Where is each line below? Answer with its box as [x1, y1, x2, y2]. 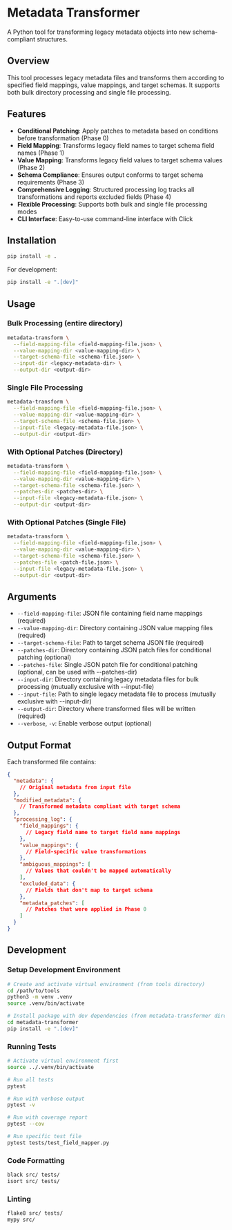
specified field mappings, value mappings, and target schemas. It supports [7, 81, 220, 89]
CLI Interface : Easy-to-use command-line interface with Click [17, 214, 193, 223]
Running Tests [7, 1041, 57, 1051]
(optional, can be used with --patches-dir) [17, 668, 137, 676]
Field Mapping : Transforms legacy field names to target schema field [17, 141, 215, 149]
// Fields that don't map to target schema [25, 887, 153, 893]
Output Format [7, 739, 72, 751]
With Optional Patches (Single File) [7, 517, 126, 527]
